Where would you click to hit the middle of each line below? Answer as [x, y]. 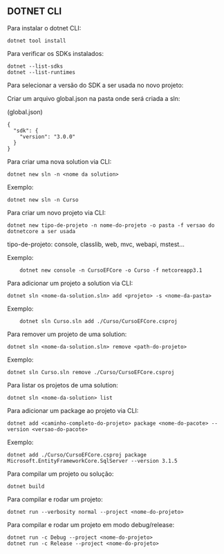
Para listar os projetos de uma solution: [63, 385]
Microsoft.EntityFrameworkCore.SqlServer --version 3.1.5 [92, 461]
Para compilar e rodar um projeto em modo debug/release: [91, 524]
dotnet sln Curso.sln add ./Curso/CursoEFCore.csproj [99, 321]
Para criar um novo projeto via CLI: [56, 212]
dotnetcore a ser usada [41, 231]
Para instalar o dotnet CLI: [44, 28]
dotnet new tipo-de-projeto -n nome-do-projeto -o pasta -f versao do [111, 225]
